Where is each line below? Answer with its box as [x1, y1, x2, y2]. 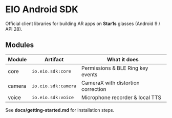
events [81, 70, 98, 78]
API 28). [5, 26, 23, 32]
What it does [106, 56, 139, 63]
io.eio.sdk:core [31, 68, 72, 74]
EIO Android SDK [5, 4, 78, 15]
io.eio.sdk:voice [31, 95, 74, 100]
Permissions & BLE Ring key [81, 64, 148, 72]
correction [81, 85, 106, 92]
